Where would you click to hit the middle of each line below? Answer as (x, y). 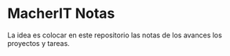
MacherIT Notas (61, 14)
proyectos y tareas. (38, 43)
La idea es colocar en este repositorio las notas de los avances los (115, 35)
